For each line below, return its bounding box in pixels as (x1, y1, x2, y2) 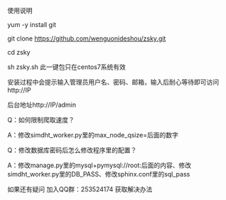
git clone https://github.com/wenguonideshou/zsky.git (7, 34, 166, 43)
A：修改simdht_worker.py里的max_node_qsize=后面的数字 (7, 131, 179, 139)
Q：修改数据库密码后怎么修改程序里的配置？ (7, 146, 137, 154)
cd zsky (7, 48, 31, 56)
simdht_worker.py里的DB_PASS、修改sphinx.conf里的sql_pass (7, 170, 190, 178)
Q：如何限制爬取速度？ (7, 116, 75, 124)
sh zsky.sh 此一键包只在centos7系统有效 (7, 63, 126, 71)
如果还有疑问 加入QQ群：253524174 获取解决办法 (7, 185, 153, 194)
